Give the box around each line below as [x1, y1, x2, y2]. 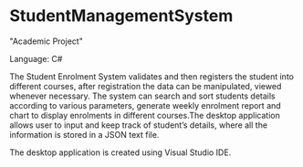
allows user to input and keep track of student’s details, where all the [9, 120, 267, 130]
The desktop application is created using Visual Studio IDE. [9, 147, 232, 158]
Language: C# [9, 53, 63, 64]
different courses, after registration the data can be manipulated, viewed [9, 80, 282, 91]
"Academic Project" [9, 36, 84, 47]
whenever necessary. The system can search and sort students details [9, 90, 276, 101]
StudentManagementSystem [9, 5, 234, 26]
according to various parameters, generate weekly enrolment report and [9, 99, 281, 110]
